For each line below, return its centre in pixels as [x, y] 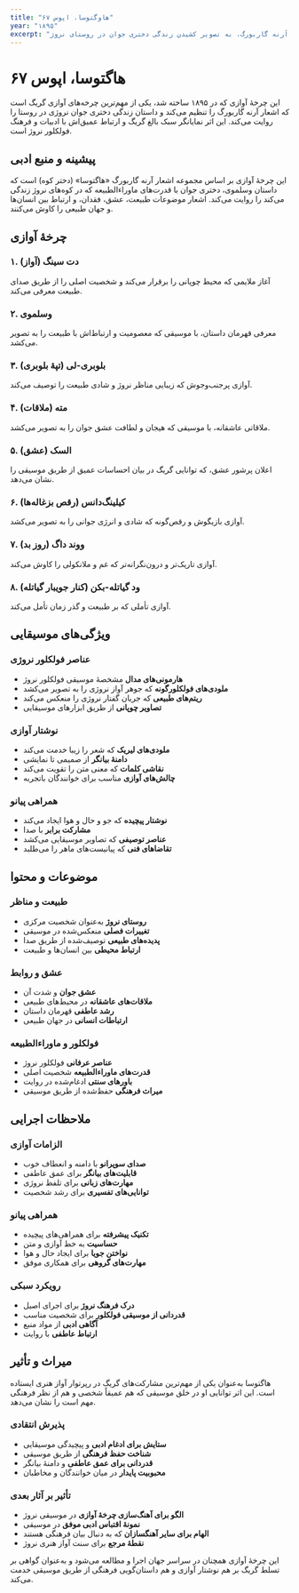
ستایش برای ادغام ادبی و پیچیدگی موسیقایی [94, 1444]
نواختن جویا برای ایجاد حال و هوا [75, 1253]
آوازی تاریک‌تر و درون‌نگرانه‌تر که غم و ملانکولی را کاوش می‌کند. [114, 564]
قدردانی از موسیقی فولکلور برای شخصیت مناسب [104, 1314]
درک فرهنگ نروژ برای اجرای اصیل [79, 1305]
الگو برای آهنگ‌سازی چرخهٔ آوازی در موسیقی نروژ [103, 1515]
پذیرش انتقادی [37, 1425]
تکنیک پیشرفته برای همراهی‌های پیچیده [86, 1234]
